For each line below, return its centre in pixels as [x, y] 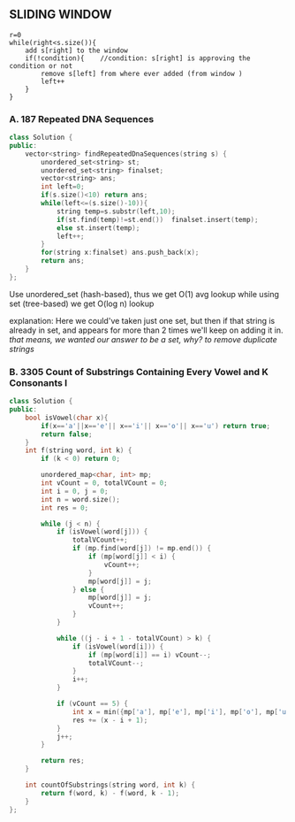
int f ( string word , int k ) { [79, 450]
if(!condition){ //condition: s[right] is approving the [138, 58]
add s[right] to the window [76, 50]
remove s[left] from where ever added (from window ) [142, 73]
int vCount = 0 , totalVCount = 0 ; [104, 483]
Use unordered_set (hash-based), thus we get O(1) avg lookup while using [144, 294]
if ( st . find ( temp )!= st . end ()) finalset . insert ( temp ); [157, 219]
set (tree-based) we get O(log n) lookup [82, 303]
